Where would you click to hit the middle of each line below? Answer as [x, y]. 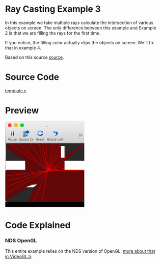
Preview [22, 111]
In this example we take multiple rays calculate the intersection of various [79, 23]
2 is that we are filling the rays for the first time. [53, 33]
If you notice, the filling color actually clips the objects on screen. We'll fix [80, 42]
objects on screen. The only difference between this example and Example [80, 27]
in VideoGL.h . [19, 257]
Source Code [32, 77]
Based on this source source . [35, 57]
